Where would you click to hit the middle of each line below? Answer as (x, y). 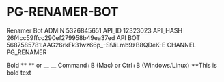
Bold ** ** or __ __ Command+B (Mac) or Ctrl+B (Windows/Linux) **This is (112, 65)
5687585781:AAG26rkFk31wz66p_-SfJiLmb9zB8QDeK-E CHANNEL (101, 45)
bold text (19, 73)
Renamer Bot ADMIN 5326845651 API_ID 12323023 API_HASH (94, 30)
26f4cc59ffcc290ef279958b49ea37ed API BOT (73, 37)
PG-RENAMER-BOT (62, 12)
